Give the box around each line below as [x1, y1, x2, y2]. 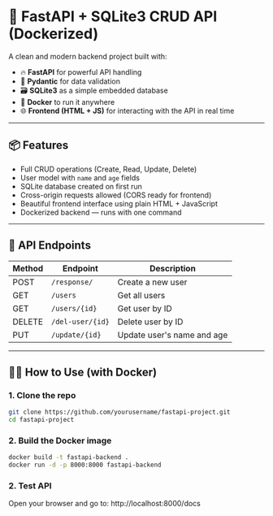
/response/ [51, 277, 93, 287]
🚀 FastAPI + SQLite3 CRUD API [8, 7, 218, 26]
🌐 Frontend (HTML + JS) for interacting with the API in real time [19, 106, 235, 115]
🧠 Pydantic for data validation [19, 76, 120, 86]
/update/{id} [51, 330, 102, 340]
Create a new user [117, 276, 188, 288]
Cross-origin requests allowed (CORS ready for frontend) [19, 190, 212, 200]
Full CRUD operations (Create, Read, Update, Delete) [19, 164, 197, 174]
